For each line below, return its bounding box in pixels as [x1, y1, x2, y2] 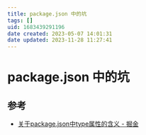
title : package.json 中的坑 [7, 10, 87, 18]
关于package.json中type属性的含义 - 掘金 [17, 119, 139, 128]
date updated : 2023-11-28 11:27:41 [7, 37, 113, 44]
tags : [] [7, 17, 33, 24]
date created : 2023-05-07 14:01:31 [7, 30, 113, 37]
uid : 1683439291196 [7, 23, 65, 30]
